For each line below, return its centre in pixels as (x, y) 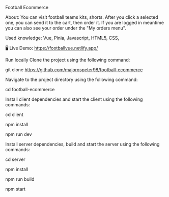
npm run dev (19, 134)
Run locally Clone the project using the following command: (68, 60)
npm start (16, 189)
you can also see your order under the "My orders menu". (66, 28)
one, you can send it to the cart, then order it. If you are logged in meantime (85, 23)
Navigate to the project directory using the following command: (72, 79)
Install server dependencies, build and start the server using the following (82, 144)
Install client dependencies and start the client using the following (74, 99)
